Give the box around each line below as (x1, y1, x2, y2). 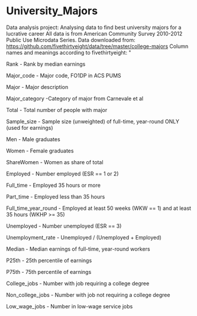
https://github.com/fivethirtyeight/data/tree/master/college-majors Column (6, 43, 189, 50)
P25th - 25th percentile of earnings (6, 257, 92, 264)
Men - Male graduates (6, 135, 60, 143)
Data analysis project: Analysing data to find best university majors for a (6, 24, 182, 31)
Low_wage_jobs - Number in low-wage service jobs (6, 302, 133, 309)
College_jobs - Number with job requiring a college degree (6, 280, 150, 287)
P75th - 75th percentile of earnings (6, 268, 92, 275)
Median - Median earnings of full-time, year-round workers (6, 245, 150, 253)
